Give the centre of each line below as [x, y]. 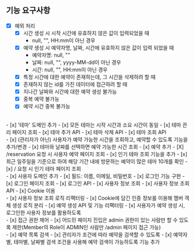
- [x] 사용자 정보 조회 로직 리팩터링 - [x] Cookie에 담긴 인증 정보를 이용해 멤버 [95, 198]
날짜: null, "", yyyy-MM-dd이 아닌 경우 [76, 62]
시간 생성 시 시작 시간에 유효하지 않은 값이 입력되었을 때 [86, 33]
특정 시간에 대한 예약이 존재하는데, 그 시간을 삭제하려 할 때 [89, 77]
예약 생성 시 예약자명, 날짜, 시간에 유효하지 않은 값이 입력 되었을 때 [98, 47]
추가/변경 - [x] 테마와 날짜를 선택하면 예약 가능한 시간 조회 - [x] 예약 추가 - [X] [95, 147]
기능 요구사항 [28, 11]
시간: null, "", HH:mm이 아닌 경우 [70, 70]
